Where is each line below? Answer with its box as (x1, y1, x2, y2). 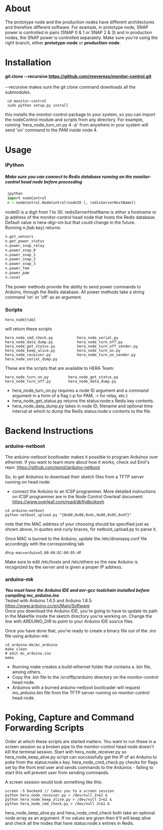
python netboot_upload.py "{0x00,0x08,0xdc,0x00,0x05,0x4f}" (5, 512, 132, 517)
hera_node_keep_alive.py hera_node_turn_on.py (5, 348, 121, 353)
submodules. (5, 89, 31, 95)
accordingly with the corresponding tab (5, 541, 84, 547)
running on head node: (5, 479, 51, 485)
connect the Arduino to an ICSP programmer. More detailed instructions (12, 488, 156, 494)
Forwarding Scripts (5, 723, 84, 733)
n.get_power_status (5, 239, 45, 243)
